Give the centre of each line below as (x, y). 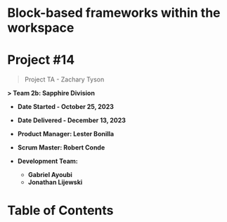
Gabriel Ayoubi (50, 175)
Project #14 (41, 60)
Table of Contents (60, 210)
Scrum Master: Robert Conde (61, 148)
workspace (41, 28)
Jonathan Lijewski (55, 182)
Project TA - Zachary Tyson (64, 79)
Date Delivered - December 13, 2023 (72, 120)
